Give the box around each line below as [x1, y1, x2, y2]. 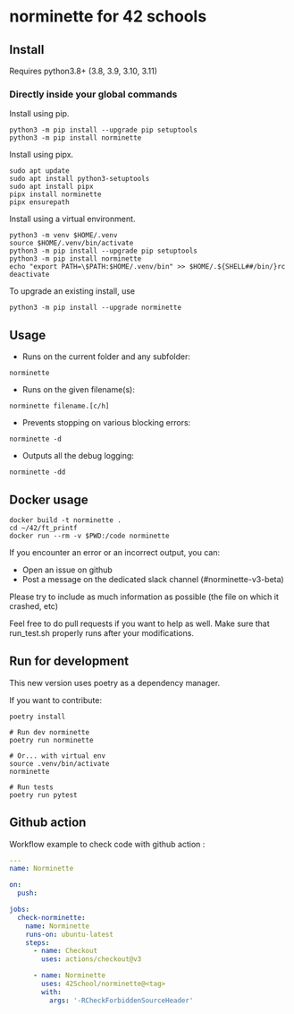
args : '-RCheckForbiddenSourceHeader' [48, 996, 194, 1005]
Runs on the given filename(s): [21, 384, 136, 395]
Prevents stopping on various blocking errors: [21, 417, 191, 428]
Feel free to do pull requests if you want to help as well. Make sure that [9, 618, 270, 629]
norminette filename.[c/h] [9, 401, 110, 411]
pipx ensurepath [9, 198, 70, 207]
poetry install [9, 712, 66, 721]
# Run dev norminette [9, 727, 90, 736]
